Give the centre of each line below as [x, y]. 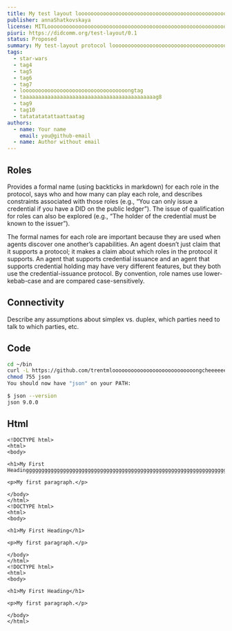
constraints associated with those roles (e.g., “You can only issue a [103, 201]
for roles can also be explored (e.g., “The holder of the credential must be [112, 216]
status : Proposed [32, 39]
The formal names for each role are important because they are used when [114, 236]
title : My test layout [40, 13]
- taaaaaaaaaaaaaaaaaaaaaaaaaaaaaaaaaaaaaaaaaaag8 [88, 97]
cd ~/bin [20, 364]
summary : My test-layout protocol [57, 46]
